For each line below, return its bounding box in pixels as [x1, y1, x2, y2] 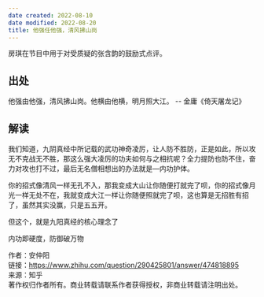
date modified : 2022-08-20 [8, 19, 97, 27]
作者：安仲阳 [8, 251, 49, 260]
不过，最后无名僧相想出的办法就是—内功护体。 [42, 164, 194, 173]
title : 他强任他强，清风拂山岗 [8, 26, 97, 34]
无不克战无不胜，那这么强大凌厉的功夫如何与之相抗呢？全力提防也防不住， [8, 154, 249, 163]
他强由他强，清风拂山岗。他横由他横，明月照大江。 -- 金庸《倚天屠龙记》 [8, 96, 246, 106]
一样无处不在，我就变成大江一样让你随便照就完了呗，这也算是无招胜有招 [14, 191, 249, 199]
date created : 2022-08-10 [8, 11, 93, 20]
